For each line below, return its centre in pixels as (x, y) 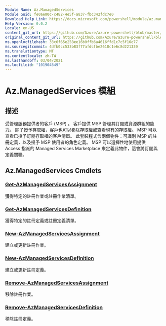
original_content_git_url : (33, 38)
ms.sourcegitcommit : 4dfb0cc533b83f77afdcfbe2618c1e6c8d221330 (72, 47)
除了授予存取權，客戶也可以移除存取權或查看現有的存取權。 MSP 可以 (86, 130)
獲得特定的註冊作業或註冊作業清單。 (42, 196)
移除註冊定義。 (20, 319)
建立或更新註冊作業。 (27, 245)
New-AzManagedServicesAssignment (52, 234)
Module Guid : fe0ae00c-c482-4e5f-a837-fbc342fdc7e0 (59, 14)
